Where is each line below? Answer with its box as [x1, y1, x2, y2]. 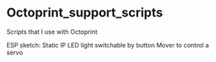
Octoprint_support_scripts [6, 5, 163, 21]
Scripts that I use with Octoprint [6, 28, 98, 36]
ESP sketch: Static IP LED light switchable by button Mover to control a [6, 41, 210, 49]
